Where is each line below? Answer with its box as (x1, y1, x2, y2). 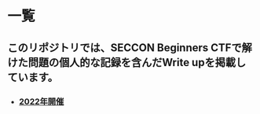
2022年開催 (18, 96, 64, 107)
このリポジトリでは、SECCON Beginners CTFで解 (7, 41, 252, 54)
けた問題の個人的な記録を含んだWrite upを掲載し (7, 56, 247, 69)
